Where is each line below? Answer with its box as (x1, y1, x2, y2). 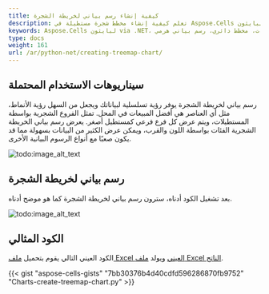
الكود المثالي (8, 232, 64, 246)
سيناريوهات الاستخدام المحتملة (8, 78, 144, 92)
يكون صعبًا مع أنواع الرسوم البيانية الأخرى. (8, 133, 132, 143)
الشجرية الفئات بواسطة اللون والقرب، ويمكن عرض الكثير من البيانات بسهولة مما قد (8, 125, 256, 134)
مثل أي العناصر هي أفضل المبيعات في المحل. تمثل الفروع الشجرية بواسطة (8, 108, 231, 117)
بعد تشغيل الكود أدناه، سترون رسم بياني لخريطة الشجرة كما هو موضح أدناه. (8, 193, 232, 203)
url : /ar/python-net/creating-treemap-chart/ (8, 49, 163, 57)
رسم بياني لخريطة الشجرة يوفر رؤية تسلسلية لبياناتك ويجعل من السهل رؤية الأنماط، (8, 99, 258, 109)
